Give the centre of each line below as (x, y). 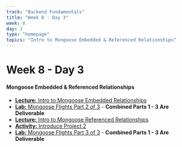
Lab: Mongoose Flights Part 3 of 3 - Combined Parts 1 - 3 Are (92, 132)
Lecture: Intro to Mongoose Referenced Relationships (82, 120)
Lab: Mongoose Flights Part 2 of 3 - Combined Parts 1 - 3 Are (92, 107)
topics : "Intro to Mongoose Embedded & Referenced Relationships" (91, 40)
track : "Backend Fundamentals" (45, 12)
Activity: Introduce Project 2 (50, 126)
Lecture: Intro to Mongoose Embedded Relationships (81, 100)
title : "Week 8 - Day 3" (37, 18)
